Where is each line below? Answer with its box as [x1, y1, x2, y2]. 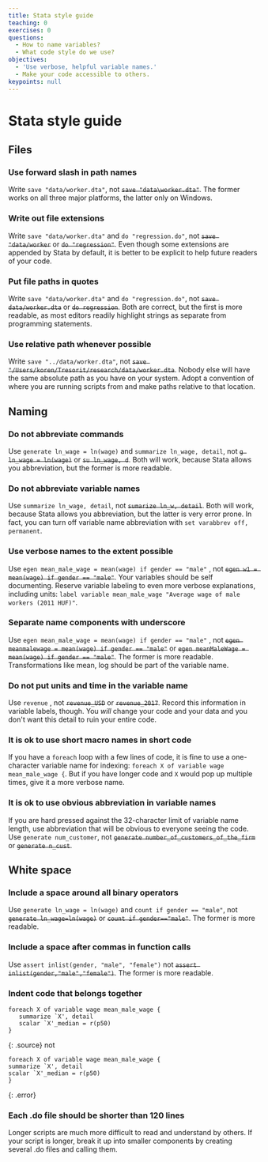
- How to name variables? [15, 41, 101, 49]
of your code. [8, 256, 53, 266]
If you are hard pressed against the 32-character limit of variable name [8, 815, 239, 824]
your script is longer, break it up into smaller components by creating [8, 1136, 233, 1146]
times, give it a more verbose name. [8, 778, 125, 787]
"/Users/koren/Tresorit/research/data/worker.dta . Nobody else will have [8, 365, 251, 375]
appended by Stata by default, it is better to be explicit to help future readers [8, 247, 258, 257]
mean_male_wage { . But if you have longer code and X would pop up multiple [8, 769, 253, 779]
